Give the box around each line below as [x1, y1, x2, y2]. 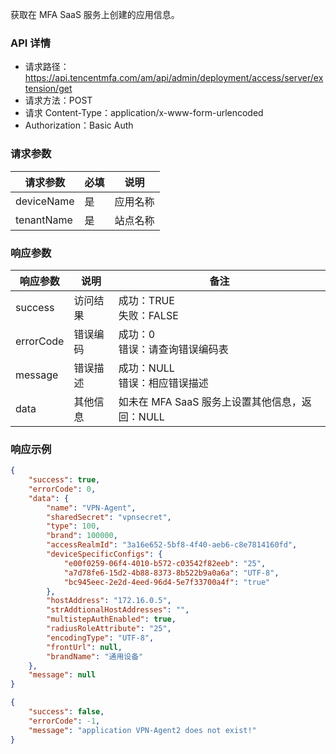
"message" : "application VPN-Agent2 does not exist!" [28, 725, 257, 735]
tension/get [24, 83, 73, 95]
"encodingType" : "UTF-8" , [46, 633, 155, 643]
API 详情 [10, 36, 51, 50]
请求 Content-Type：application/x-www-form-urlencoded [24, 107, 264, 119]
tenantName [15, 213, 73, 227]
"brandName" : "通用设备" [46, 651, 144, 662]
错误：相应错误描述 [118, 376, 209, 390]
